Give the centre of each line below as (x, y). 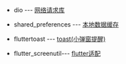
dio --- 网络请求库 (39, 10)
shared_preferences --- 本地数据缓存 (66, 25)
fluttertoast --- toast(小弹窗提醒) (60, 39)
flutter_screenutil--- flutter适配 (57, 53)
